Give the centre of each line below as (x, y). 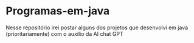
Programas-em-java (58, 11)
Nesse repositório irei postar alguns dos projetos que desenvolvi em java (97, 27)
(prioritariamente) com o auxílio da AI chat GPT (65, 33)
